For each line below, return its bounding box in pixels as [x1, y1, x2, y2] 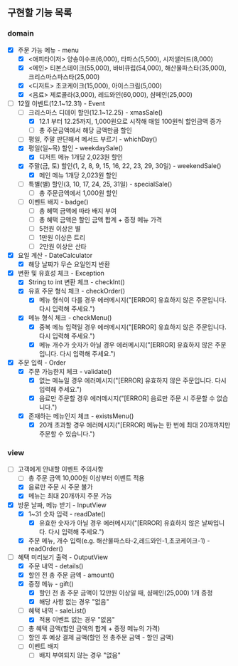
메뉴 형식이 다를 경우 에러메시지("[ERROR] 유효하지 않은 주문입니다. [38, 296, 227, 304]
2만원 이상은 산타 [38, 242, 87, 251]
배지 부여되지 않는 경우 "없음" [38, 651, 121, 660]
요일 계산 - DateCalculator [17, 251, 93, 260]
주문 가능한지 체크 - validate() [28, 367, 112, 375]
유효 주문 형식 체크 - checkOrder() [28, 287, 126, 296]
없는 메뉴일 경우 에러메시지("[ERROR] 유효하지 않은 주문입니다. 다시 [38, 376, 227, 385]
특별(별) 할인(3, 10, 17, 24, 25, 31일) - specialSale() [28, 179, 173, 188]
